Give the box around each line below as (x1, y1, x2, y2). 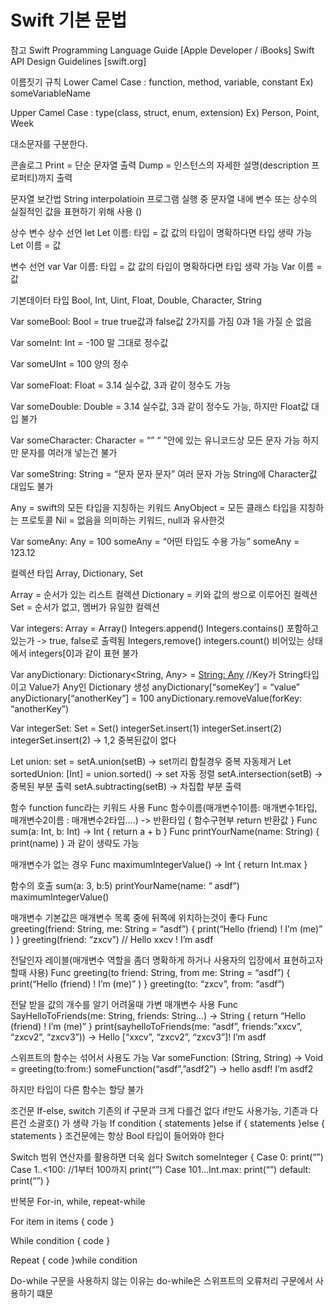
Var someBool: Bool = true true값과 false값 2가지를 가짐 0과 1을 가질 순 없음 (10, 315, 313, 327)
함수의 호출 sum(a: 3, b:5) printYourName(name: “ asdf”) (10, 879, 240, 891)
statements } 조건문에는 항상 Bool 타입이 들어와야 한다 (10, 1129, 225, 1141)
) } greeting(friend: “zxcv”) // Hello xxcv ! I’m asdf (10, 933, 214, 945)
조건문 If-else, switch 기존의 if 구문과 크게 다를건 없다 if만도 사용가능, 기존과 (10, 1104, 308, 1116)
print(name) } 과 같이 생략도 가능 (10, 837, 140, 849)
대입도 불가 (10, 480, 54, 492)
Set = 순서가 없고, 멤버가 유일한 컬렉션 (10, 601, 160, 613)
